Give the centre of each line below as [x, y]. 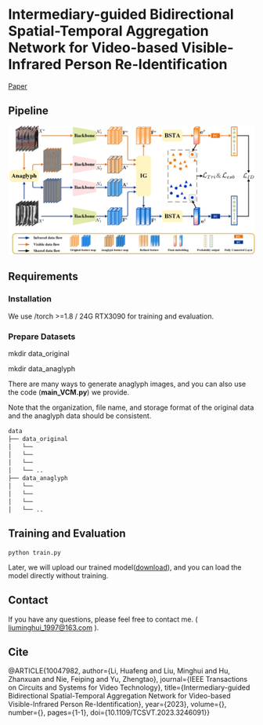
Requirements [43, 277]
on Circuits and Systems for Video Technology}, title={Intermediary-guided [129, 687]
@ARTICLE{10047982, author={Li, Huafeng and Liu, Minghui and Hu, [119, 671]
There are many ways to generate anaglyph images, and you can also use [127, 384]
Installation [30, 299]
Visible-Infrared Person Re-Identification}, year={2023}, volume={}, [117, 705]
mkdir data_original [39, 354]
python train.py [34, 552]
